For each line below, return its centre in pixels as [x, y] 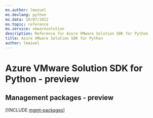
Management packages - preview [60, 98]
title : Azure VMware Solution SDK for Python [54, 39]
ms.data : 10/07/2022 [27, 19]
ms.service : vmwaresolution [35, 29]
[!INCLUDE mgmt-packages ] [35, 110]
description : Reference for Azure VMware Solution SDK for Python [77, 34]
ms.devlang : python [26, 15]
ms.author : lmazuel [26, 10]
